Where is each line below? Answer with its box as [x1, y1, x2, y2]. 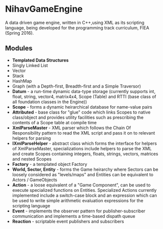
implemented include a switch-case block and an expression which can [12, 192, 157, 198]
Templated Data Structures [12, 57, 69, 63]
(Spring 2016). [5, 30, 34, 36]
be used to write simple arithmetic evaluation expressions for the [12, 197, 143, 204]
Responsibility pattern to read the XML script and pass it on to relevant [12, 130, 156, 136]
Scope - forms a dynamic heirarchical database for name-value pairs [12, 104, 152, 110]
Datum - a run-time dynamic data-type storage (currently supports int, [12, 88, 156, 94]
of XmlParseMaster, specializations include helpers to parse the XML [12, 145, 152, 151]
